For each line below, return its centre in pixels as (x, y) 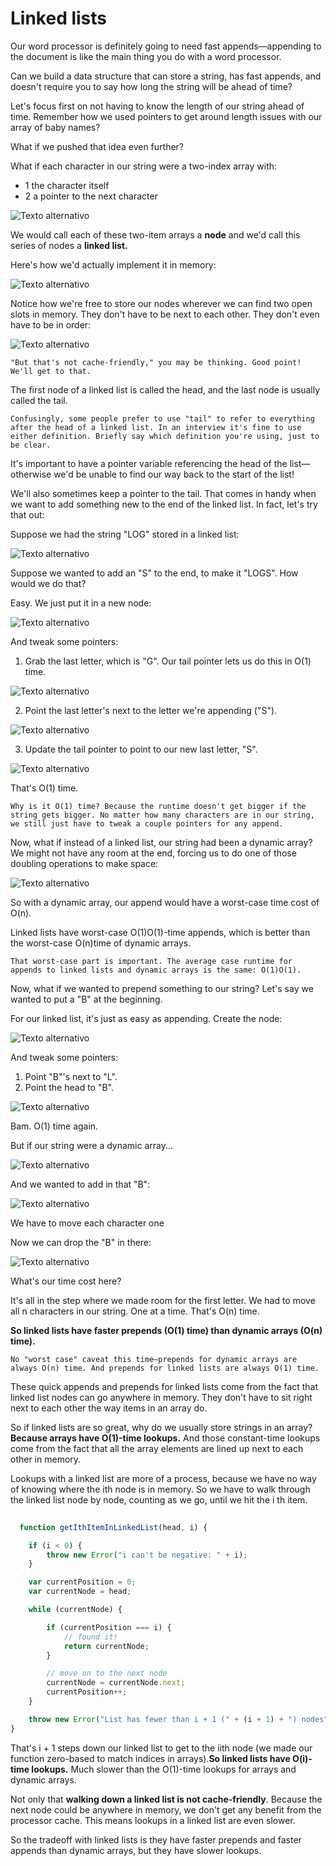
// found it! (90, 1637)
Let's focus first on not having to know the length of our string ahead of (157, 106)
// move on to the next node (107, 1673)
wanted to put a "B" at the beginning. (86, 999)
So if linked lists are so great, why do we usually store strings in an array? (161, 1427)
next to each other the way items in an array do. (109, 1408)
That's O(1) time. (44, 788)
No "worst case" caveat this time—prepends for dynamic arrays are (154, 1359)
